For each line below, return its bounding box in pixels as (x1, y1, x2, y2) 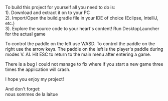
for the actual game (5, 31, 46, 37)
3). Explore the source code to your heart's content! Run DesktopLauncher (5, 26, 159, 32)
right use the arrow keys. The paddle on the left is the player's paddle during (5, 46, 163, 52)
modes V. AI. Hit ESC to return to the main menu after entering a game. (5, 51, 151, 57)
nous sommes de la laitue (5, 91, 58, 97)
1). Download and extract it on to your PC (5, 10, 90, 16)
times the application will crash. (5, 66, 71, 72)
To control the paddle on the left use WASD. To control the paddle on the (5, 41, 155, 47)
